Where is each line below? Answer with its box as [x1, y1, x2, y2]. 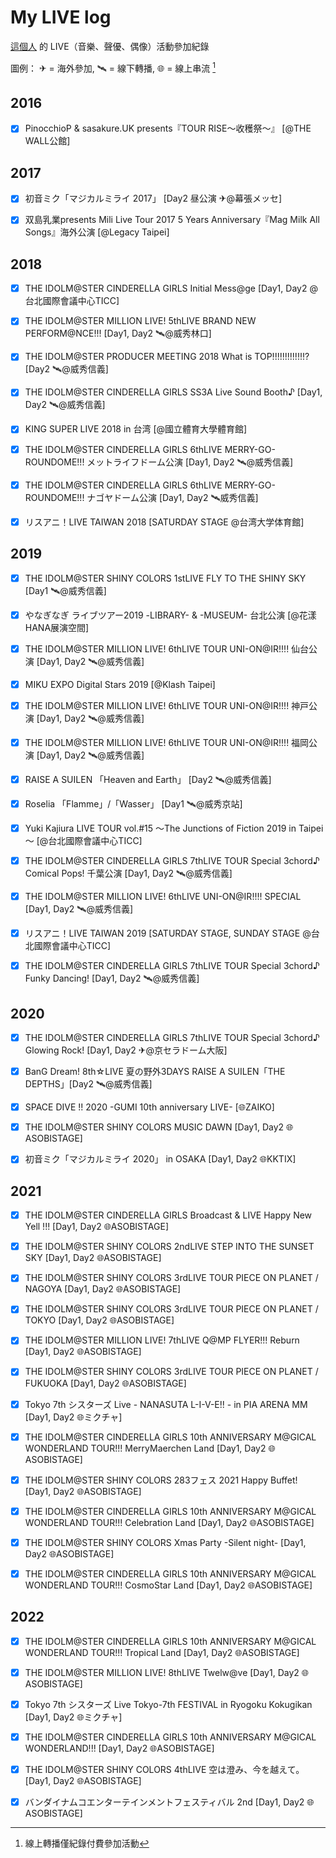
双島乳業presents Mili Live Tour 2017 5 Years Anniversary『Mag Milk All [24, 214, 320, 226]
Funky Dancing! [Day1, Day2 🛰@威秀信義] [24, 972, 200, 985]
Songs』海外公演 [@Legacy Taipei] [24, 226, 170, 238]
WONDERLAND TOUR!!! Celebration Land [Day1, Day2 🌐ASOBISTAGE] [24, 1516, 315, 1528]
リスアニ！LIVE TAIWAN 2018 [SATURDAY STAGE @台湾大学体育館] [24, 516, 305, 528]
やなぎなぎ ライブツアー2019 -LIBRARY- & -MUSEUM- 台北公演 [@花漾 [24, 609, 317, 621]
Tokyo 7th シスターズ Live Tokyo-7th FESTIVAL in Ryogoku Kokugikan [24, 1698, 313, 1710]
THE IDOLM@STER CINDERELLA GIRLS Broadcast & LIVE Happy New [24, 1209, 313, 1221]
